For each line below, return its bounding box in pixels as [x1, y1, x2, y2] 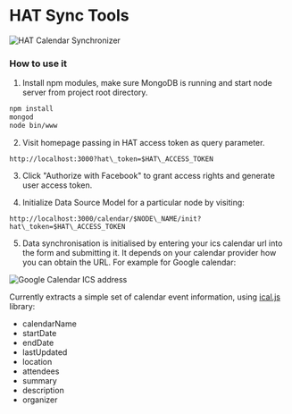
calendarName [21, 318, 78, 329]
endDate [21, 337, 54, 348]
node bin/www [9, 121, 58, 130]
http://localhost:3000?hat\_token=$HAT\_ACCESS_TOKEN [9, 154, 214, 164]
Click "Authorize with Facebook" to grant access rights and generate [21, 170, 275, 181]
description [21, 384, 64, 395]
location [21, 356, 53, 367]
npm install [9, 105, 54, 114]
